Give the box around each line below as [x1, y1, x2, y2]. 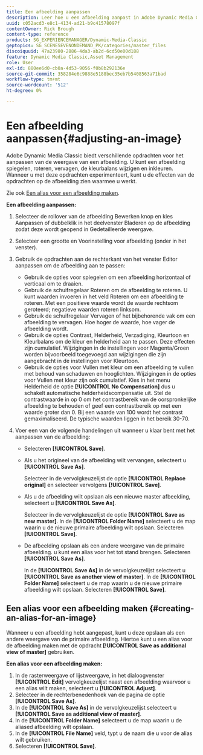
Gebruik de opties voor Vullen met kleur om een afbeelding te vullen [24, 364, 194, 371]
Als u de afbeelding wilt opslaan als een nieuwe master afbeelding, [24, 492, 191, 500]
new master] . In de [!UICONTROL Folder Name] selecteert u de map [24, 517, 196, 525]
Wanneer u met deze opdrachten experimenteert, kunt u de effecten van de [6, 171, 195, 178]
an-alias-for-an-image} [6, 613, 97, 623]
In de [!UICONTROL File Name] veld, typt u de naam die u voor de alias [14, 730, 193, 737]
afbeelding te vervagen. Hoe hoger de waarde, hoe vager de [24, 318, 175, 325]
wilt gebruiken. [14, 736, 53, 743]
